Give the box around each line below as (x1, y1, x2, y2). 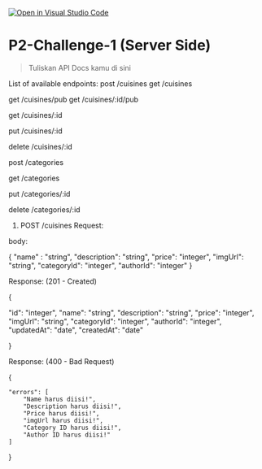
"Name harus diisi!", (23, 395, 96, 403)
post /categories (8, 157, 63, 167)
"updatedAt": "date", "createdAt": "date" (8, 325, 144, 335)
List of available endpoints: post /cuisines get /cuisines (8, 78, 193, 89)
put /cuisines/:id (8, 126, 63, 136)
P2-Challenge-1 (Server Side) (8, 37, 212, 54)
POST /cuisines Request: (20, 220, 104, 230)
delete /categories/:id (8, 204, 81, 215)
